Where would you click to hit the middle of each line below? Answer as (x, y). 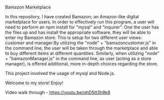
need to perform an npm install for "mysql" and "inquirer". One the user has (82, 27)
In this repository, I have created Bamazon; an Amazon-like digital (72, 17)
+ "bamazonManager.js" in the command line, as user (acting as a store (78, 58)
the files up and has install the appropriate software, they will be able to (78, 32)
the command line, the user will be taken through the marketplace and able (82, 48)
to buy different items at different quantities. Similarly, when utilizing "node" (82, 53)
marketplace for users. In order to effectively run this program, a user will (80, 22)
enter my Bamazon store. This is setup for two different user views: (74, 37)
